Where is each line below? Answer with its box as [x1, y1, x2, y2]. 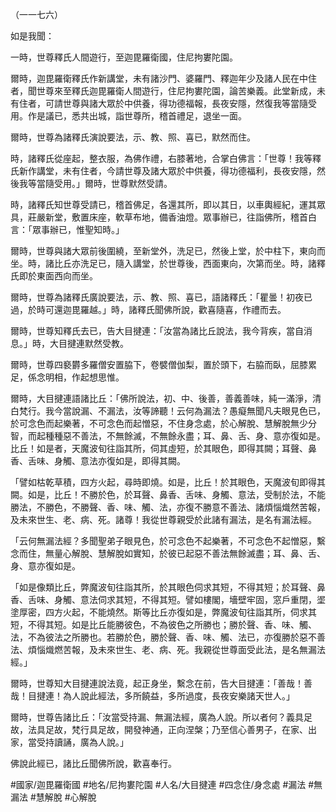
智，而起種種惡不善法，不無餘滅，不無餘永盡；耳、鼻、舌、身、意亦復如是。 [10, 430, 326, 442]
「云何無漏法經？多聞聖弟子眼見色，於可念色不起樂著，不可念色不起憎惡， [10, 535, 317, 547]
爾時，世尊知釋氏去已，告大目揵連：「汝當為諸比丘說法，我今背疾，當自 [10, 325, 304, 337]
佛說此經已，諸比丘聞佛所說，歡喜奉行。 [10, 758, 177, 769]
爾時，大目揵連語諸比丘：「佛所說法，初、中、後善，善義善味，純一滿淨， [10, 393, 313, 404]
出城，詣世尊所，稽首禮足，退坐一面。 [88, 110, 247, 122]
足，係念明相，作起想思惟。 [10, 371, 125, 383]
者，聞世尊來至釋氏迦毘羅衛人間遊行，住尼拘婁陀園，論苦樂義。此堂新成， [10, 85, 317, 97]
